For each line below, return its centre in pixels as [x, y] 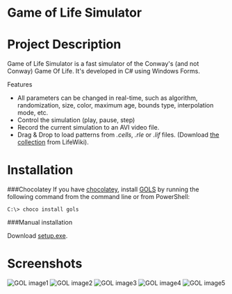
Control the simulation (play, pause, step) [76, 120]
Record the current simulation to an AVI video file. [88, 128]
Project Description [64, 45]
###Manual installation [40, 223]
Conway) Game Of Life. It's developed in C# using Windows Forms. [103, 71]
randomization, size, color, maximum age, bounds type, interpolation [115, 105]
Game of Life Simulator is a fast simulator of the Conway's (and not [103, 64]
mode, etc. [33, 113]
